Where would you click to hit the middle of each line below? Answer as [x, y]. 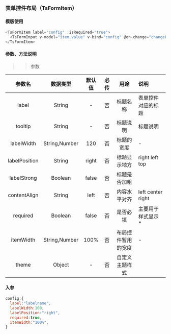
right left [148, 157]
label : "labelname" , [31, 303]
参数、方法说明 [21, 54]
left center [150, 192]
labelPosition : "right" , [35, 313]
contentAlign [23, 195]
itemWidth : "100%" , [30, 322]
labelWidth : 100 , [27, 308]
